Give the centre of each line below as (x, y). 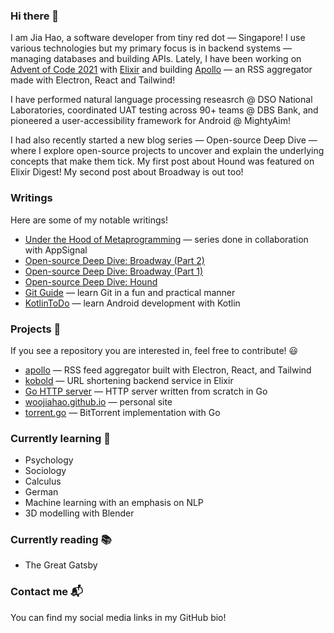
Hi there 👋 (35, 16)
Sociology (45, 471)
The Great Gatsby (61, 565)
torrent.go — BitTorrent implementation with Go (122, 412)
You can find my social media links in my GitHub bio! (118, 617)
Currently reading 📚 (61, 540)
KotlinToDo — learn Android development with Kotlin (132, 303)
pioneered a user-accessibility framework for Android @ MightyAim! (150, 121)
